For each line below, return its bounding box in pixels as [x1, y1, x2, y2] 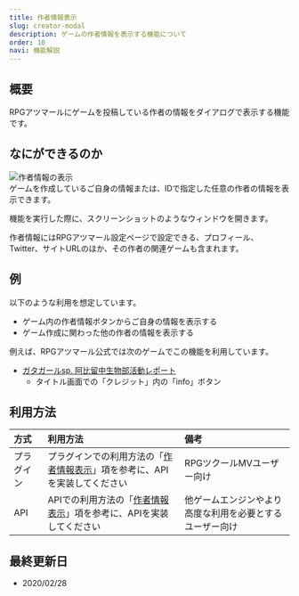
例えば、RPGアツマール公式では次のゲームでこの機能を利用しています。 [9, 346, 274, 356]
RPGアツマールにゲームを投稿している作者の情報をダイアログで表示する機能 [9, 106, 290, 117]
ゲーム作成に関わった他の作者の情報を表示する [21, 327, 194, 338]
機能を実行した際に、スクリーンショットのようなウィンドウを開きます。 [9, 213, 273, 224]
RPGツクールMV [184, 457, 254, 469]
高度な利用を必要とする [184, 507, 283, 519]
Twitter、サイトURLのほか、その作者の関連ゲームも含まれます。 [9, 242, 244, 254]
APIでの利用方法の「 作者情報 [47, 494, 169, 506]
